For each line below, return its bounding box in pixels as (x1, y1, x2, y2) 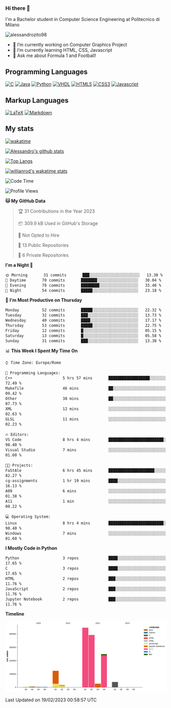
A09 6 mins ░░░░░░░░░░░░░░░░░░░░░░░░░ (5, 488, 166, 493)
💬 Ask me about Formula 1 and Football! (12, 52, 96, 59)
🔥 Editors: (5, 432, 29, 437)
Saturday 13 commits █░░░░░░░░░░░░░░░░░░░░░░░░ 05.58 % (5, 333, 161, 338)
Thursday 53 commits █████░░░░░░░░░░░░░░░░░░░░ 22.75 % (5, 323, 161, 328)
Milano (5, 22, 19, 28)
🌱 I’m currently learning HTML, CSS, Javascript (12, 47, 113, 53)
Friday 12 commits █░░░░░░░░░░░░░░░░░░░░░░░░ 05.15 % (5, 328, 161, 333)
